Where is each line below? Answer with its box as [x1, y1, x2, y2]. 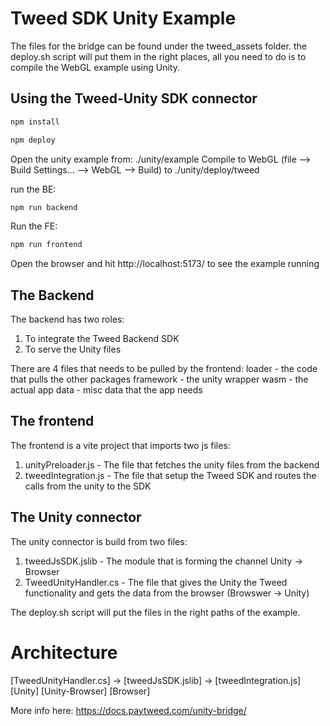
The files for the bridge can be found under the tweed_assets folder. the [10, 40, 307, 52]
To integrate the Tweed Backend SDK [24, 333, 180, 345]
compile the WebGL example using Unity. [10, 61, 180, 73]
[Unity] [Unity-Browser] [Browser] [10, 685, 151, 697]
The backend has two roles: [10, 313, 125, 326]
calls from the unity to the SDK [24, 480, 152, 492]
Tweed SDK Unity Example [10, 7, 237, 30]
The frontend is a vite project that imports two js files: [10, 439, 231, 451]
